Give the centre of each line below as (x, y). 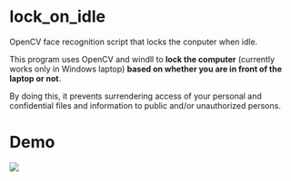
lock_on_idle (58, 17)
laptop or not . (35, 78)
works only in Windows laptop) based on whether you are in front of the (146, 69)
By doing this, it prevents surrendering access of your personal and (135, 96)
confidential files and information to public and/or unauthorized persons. (145, 105)
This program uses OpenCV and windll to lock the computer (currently (142, 59)
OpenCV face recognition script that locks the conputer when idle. (134, 42)
